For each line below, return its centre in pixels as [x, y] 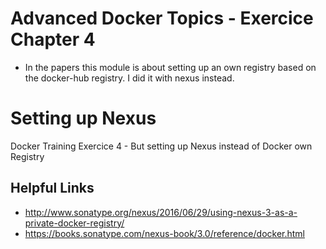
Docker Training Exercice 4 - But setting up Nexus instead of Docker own [161, 146]
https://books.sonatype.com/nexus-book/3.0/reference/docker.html [164, 233]
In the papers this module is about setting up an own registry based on [170, 67]
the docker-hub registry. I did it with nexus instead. [129, 78]
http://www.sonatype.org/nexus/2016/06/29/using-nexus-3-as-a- [161, 212]
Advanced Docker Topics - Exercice [162, 18]
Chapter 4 [53, 39]
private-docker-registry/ [74, 223]
